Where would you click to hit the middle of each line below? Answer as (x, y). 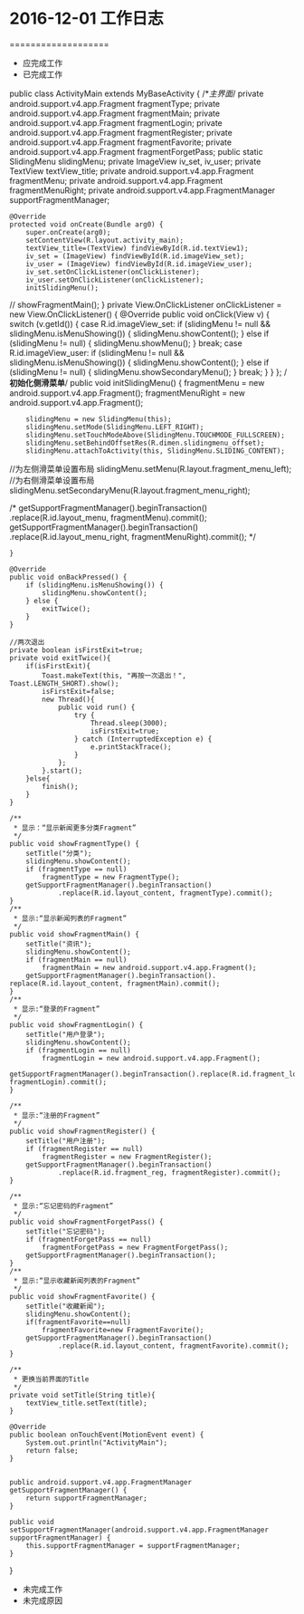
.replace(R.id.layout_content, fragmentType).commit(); (165, 893)
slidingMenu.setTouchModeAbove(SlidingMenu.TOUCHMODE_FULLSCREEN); (155, 435)
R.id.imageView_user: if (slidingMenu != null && (97, 352)
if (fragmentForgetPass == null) (89, 1239)
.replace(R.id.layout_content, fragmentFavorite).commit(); (173, 1346)
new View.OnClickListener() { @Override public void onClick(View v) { (139, 314)
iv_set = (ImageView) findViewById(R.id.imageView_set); (135, 256)
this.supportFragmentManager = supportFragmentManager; (133, 1545)
